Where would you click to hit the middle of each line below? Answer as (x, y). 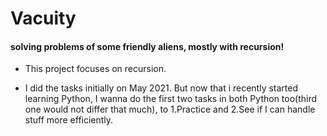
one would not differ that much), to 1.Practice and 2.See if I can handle (170, 109)
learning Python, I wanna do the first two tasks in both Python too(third (171, 99)
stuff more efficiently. (69, 120)
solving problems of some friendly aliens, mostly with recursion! (147, 46)
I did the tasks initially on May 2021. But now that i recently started (161, 88)
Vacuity (43, 18)
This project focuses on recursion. (95, 69)
